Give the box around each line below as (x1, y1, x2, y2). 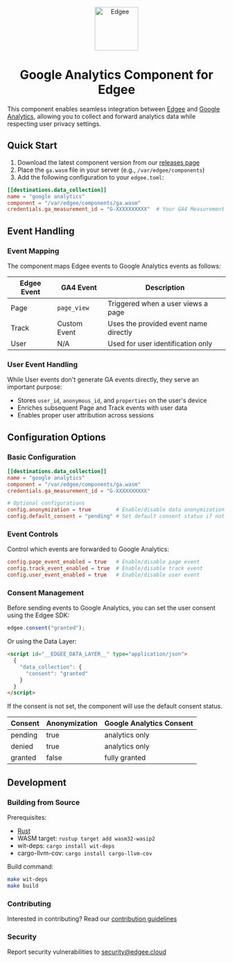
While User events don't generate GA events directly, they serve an (7, 376, 199, 384)
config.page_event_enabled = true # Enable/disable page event (7, 559, 200, 566)
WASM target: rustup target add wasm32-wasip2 (17, 834, 155, 842)
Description (145, 282, 185, 292)
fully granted (104, 753, 146, 763)
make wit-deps (7, 875, 49, 883)
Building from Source (7, 797, 80, 807)
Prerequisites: (7, 813, 47, 821)
